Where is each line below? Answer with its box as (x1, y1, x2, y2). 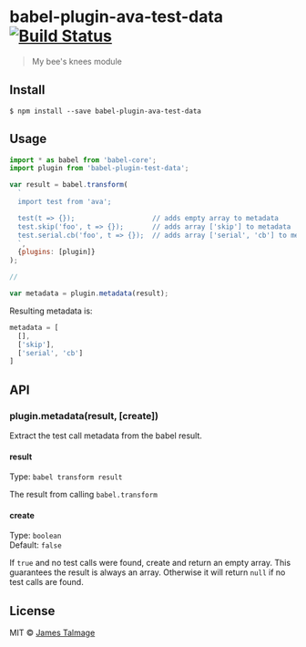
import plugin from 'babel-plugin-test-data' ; (9, 164, 189, 173)
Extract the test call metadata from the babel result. (9, 430, 203, 441)
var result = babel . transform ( (9, 180, 128, 190)
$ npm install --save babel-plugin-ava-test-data (9, 107, 202, 116)
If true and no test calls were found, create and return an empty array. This (9, 558, 291, 569)
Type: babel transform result (9, 471, 123, 482)
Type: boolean (9, 530, 62, 541)
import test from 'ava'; (17, 198, 112, 207)
